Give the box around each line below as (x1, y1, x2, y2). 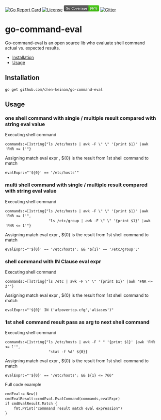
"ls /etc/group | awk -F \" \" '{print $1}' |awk (48, 218, 151, 223)
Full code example (5, 382, 42, 388)
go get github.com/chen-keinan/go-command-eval (5, 87, 103, 92)
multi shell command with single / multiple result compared (5, 181, 148, 188)
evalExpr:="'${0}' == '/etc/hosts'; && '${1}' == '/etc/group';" (5, 247, 140, 252)
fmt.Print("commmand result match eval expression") (14, 406, 123, 411)
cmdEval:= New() (5, 391, 38, 397)
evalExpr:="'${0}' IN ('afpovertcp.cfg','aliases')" (5, 307, 114, 313)
